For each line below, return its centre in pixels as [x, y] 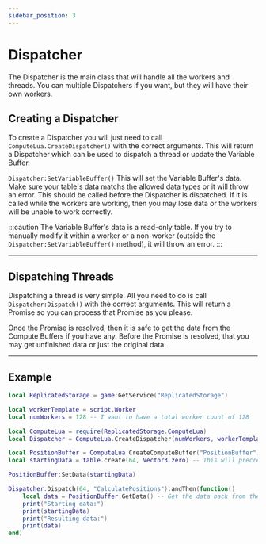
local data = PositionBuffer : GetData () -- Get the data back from [134, 496]
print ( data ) [42, 526]
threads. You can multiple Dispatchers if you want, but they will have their [128, 85]
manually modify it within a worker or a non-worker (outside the [112, 236]
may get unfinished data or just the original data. [87, 345]
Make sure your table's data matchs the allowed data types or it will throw [129, 186]
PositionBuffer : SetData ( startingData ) [72, 475]
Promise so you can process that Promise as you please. [101, 312]
